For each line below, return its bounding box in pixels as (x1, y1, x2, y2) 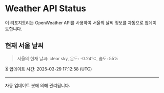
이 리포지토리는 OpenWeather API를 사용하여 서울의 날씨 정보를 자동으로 (5, 20, 144, 25)
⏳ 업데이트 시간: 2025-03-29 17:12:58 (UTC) (5, 66, 92, 71)
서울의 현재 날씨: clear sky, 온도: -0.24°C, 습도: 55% (17, 55, 119, 61)
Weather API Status (5, 3, 86, 14)
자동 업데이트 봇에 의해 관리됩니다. (5, 82, 70, 88)
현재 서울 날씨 (5, 42, 44, 50)
